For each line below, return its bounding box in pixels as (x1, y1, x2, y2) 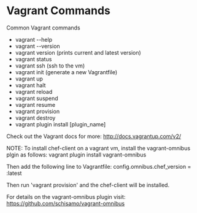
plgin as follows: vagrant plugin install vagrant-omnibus (6, 151, 147, 158)
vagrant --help (15, 36, 53, 43)
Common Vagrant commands (6, 24, 81, 31)
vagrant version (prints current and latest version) (15, 48, 141, 56)
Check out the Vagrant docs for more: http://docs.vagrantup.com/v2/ (6, 133, 182, 140)
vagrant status (15, 55, 52, 63)
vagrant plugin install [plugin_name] (15, 120, 106, 128)
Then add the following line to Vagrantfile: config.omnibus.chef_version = (6, 163, 191, 170)
